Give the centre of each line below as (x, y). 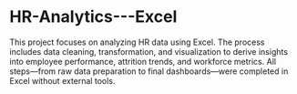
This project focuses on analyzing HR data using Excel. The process (137, 42)
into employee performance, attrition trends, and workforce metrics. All (143, 61)
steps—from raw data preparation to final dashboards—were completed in (149, 71)
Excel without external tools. (62, 80)
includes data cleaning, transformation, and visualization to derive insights (149, 51)
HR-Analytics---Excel (93, 17)
